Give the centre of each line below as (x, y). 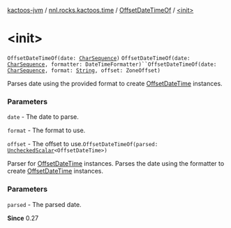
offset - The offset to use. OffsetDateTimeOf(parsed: (83, 144)
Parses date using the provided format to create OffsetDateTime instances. (115, 83)
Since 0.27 (23, 218)
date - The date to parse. (43, 117)
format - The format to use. (46, 130)
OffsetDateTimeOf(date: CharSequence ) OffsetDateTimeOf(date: (99, 58)
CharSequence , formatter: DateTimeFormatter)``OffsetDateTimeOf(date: (112, 64)
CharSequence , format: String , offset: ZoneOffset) (84, 70)
